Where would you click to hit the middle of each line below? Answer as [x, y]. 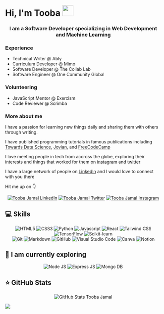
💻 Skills [18, 214]
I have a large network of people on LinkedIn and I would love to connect [79, 171]
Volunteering [21, 88]
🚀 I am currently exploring [46, 255]
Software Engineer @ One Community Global [58, 75]
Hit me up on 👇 [21, 186]
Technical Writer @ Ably [37, 59]
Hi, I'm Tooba [33, 13]
